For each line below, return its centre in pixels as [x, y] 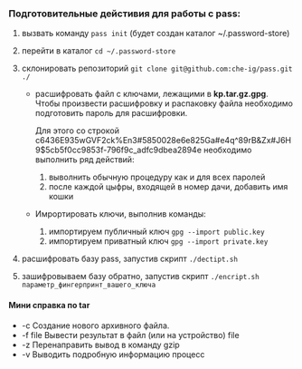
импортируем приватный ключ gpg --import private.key [158, 241]
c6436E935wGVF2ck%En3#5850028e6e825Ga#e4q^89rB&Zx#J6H [163, 141]
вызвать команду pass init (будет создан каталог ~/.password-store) [156, 34]
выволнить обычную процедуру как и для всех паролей [157, 177]
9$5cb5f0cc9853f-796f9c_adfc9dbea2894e [118, 150]
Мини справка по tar [49, 305]
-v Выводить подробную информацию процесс [113, 354]
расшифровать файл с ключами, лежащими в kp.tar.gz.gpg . [151, 94]
